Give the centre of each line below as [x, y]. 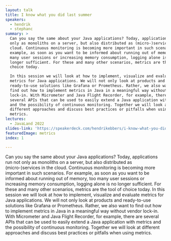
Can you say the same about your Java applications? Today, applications [81, 157]
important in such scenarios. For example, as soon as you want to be [77, 173]
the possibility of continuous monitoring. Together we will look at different [82, 227]
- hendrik [20, 24]
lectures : [16, 119]
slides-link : [19, 128]
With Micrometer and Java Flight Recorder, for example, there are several [82, 216]
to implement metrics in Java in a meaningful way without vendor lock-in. [82, 211]
